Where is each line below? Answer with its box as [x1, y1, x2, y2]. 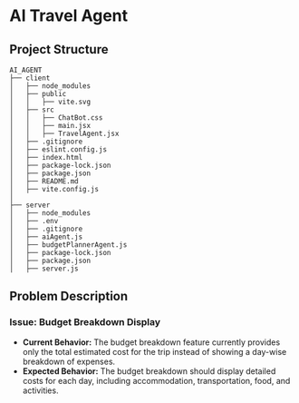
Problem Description [9, 289, 129, 304]
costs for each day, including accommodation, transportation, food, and [22, 375, 291, 386]
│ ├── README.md [9, 177, 79, 186]
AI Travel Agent [9, 5, 129, 26]
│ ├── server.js [9, 264, 79, 273]
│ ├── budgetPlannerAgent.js [9, 241, 128, 250]
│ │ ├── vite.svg [9, 97, 92, 106]
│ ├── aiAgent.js [9, 232, 83, 241]
